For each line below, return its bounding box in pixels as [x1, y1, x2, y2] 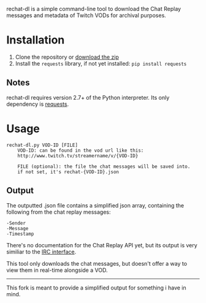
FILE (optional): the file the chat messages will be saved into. [17, 163, 191, 170]
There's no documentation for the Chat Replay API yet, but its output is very [6, 241, 197, 249]
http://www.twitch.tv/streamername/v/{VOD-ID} [17, 152, 139, 159]
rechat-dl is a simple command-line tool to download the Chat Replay [6, 6, 181, 12]
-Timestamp [6, 231, 34, 237]
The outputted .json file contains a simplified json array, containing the [6, 201, 185, 209]
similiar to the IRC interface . [6, 248, 77, 255]
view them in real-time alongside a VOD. [6, 266, 108, 274]
